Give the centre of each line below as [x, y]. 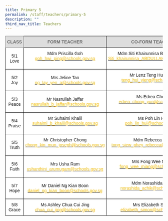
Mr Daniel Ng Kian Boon [65, 186]
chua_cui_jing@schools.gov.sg [65, 210]
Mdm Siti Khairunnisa [138, 54]
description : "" [22, 19]
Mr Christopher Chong [65, 140]
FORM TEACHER [65, 42]
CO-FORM [142, 42]
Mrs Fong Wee [146, 162]
